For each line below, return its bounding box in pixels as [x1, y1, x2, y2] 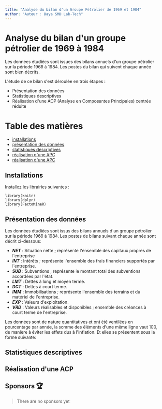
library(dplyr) [5, 197, 36, 203]
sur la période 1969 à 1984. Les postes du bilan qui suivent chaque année [5, 64, 151, 70]
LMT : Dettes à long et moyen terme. [12, 278, 86, 284]
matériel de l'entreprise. [12, 294, 60, 300]
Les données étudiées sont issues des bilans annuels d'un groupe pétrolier [5, 59, 155, 65]
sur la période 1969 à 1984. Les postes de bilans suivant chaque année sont [5, 233, 156, 239]
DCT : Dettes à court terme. [12, 284, 68, 289]
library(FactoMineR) [5, 202, 47, 207]
